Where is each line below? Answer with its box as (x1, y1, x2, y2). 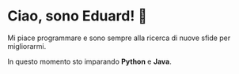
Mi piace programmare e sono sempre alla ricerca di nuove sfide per (7, 33, 231, 43)
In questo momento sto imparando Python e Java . (7, 57, 172, 66)
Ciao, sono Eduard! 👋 (7, 7, 148, 25)
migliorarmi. (7, 41, 47, 50)
